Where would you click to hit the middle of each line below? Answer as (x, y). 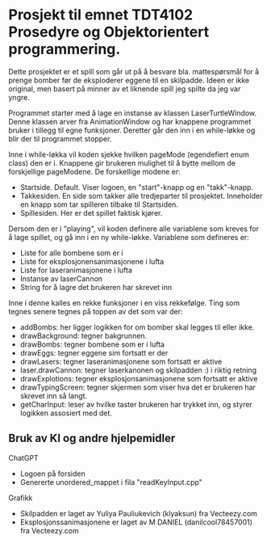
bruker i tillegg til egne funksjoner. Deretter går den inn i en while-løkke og (132, 130)
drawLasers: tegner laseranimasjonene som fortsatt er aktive (121, 361)
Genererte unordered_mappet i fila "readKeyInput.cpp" (111, 482)
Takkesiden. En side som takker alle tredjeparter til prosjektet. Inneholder (141, 196)
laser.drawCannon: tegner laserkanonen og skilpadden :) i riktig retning (138, 370)
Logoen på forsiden (53, 474)
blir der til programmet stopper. (60, 138)
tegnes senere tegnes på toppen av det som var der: (96, 311)
